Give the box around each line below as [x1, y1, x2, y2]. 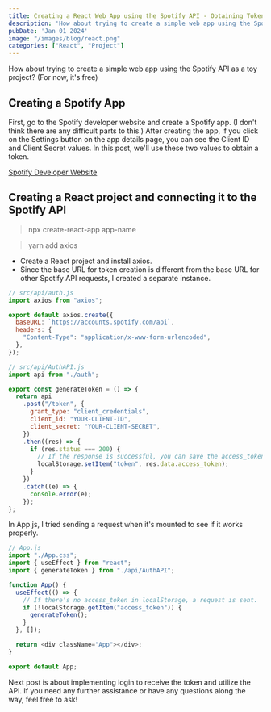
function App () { [8, 580, 67, 589]
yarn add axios [27, 240, 78, 250]
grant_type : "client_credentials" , [29, 408, 150, 416]
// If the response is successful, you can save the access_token [37, 453, 265, 461]
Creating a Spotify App [8, 96, 126, 110]
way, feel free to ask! [8, 694, 78, 704]
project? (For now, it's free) [8, 73, 98, 82]
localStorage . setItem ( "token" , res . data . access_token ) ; [37, 460, 229, 468]
